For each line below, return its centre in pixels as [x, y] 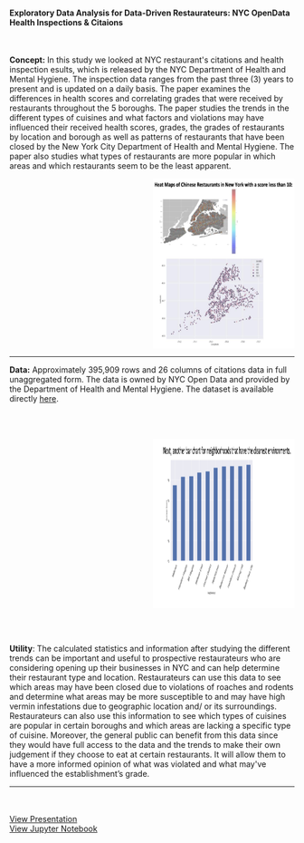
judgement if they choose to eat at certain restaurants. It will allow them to [148, 755]
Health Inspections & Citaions [66, 22]
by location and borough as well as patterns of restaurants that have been [147, 137]
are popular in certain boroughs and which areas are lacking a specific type [150, 726]
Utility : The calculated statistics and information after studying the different [150, 649]
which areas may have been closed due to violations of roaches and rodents [152, 687]
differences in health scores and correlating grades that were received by [146, 99]
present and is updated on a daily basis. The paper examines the [130, 89]
